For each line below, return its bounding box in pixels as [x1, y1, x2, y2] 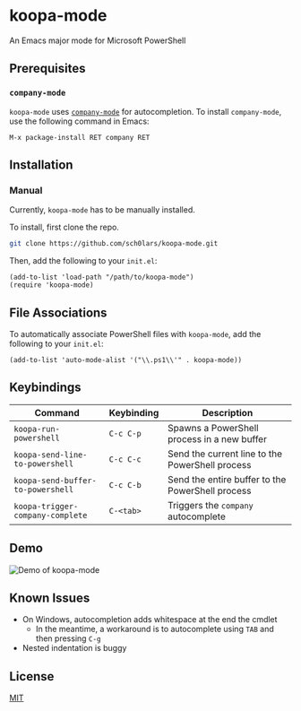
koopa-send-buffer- [13, 475, 97, 485]
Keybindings [9, 380, 82, 395]
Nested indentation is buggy [21, 643, 127, 654]
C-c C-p [108, 428, 142, 438]
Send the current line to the [167, 447, 282, 460]
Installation [9, 158, 73, 173]
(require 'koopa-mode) [9, 281, 94, 290]
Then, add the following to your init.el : [9, 256, 158, 266]
